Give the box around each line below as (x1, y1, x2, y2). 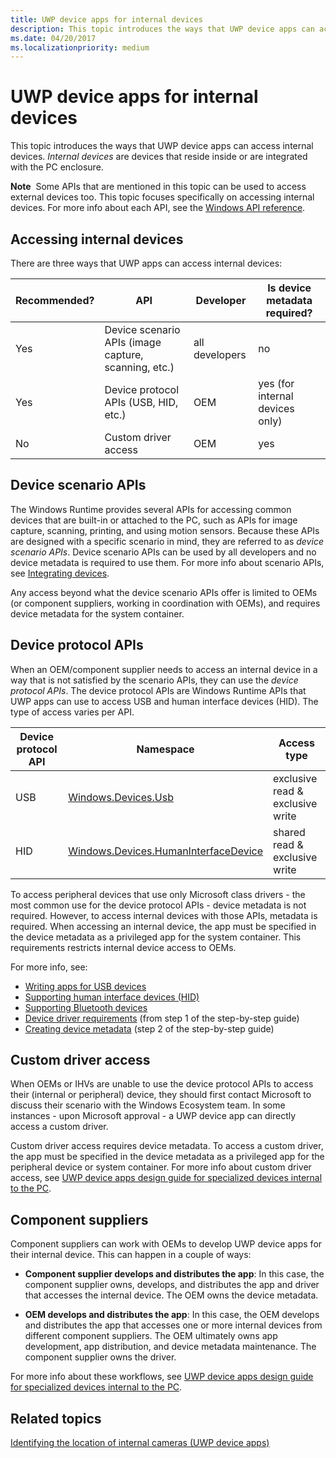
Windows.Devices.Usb (68, 790, 174, 804)
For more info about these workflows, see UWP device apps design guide (10, 1371, 314, 1383)
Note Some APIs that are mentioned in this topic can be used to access (10, 181, 307, 193)
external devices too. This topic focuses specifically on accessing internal (10, 191, 315, 203)
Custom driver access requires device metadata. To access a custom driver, (10, 1140, 324, 1152)
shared (273, 825, 306, 839)
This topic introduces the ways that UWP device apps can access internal (10, 140, 314, 152)
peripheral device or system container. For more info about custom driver (10, 1161, 312, 1173)
